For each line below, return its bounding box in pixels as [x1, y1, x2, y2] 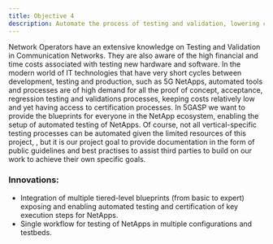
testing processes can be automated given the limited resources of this [8, 128, 246, 138]
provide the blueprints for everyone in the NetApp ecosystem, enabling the [8, 111, 259, 120]
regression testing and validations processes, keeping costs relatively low [8, 94, 255, 103]
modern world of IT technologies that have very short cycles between [8, 68, 242, 77]
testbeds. [19, 227, 53, 237]
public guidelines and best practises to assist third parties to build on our [8, 146, 253, 155]
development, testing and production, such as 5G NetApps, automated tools [8, 76, 263, 86]
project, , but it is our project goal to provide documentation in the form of [8, 137, 255, 146]
